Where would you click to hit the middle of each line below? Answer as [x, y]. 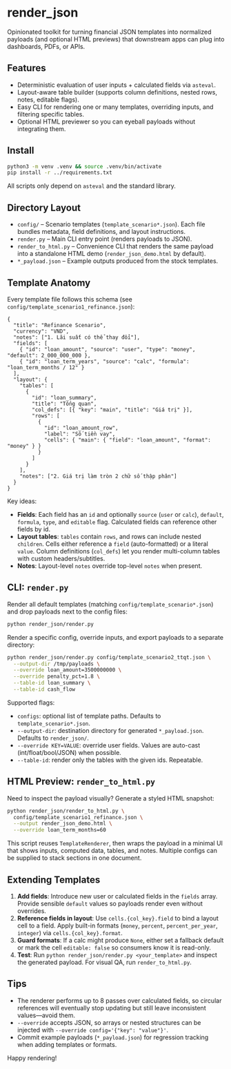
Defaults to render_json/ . [53, 738]
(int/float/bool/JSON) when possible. [69, 752]
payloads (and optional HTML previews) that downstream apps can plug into [116, 39]
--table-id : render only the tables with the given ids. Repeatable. [110, 760]
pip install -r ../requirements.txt [60, 173]
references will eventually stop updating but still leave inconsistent [111, 1008]
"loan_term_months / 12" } [46, 367]
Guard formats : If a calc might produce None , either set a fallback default [120, 940]
